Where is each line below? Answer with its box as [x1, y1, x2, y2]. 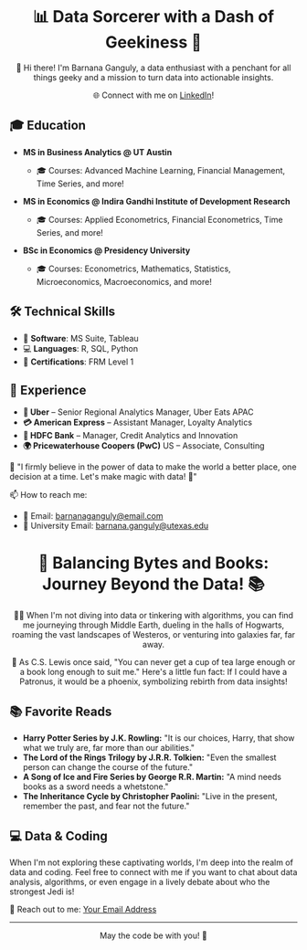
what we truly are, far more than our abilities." [22, 743, 195, 754]
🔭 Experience [9, 382, 87, 397]
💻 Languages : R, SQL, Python [22, 343, 139, 354]
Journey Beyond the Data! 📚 [42, 574, 265, 594]
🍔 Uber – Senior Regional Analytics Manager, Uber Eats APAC [22, 406, 254, 417]
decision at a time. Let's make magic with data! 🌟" [9, 471, 198, 482]
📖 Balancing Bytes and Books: [37, 553, 270, 573]
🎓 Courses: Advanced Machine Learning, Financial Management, [36, 164, 286, 175]
